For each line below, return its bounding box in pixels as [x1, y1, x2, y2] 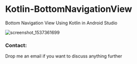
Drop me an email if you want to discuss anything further [5, 53, 122, 59]
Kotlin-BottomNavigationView [5, 3, 132, 15]
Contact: [5, 42, 27, 49]
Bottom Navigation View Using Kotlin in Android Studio [5, 20, 117, 26]
